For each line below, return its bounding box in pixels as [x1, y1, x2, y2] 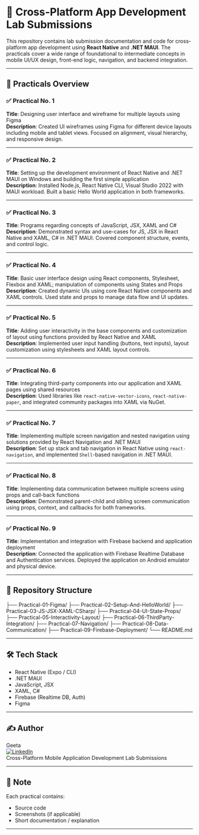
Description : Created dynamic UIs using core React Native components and [6, 287, 192, 294]
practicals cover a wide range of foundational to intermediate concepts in [6, 50, 185, 57]
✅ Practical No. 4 [6, 261, 56, 269]
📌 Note [6, 777, 31, 787]
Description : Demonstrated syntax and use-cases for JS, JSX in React [6, 228, 179, 236]
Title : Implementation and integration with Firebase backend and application [6, 538, 192, 544]
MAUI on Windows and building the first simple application [6, 175, 149, 182]
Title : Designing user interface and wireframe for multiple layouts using [6, 110, 181, 117]
